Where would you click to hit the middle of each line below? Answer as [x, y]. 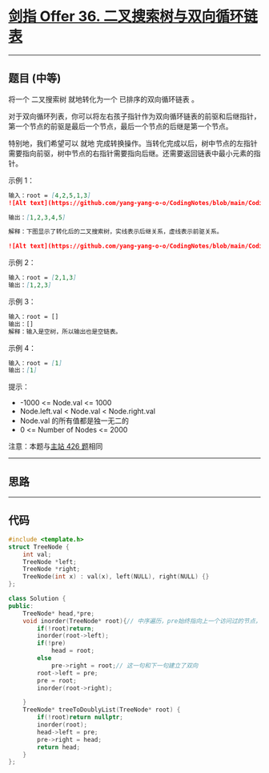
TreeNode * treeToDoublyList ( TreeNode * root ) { [102, 710]
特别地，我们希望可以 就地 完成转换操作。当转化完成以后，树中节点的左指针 [133, 143]
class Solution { [37, 598]
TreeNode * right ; [52, 570]
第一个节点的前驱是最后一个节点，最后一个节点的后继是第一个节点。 [120, 126]
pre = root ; [57, 680]
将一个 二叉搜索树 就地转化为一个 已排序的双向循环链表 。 [103, 99]
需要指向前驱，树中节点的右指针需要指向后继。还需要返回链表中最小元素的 [131, 153]
